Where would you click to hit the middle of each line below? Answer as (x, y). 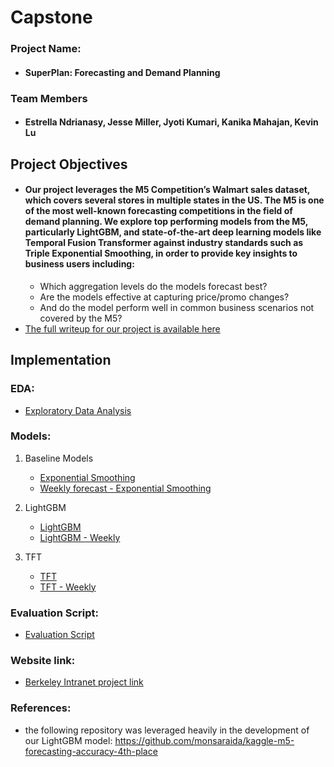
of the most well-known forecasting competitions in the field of (158, 211)
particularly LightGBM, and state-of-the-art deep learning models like (173, 232)
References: (41, 708)
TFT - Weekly (68, 587)
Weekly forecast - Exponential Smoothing (125, 488)
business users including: (79, 264)
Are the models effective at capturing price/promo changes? (164, 297)
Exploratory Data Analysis (78, 410)
